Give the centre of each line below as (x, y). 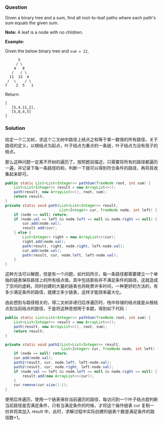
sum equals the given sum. (32, 23)
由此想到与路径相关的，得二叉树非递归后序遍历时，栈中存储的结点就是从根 (79, 302)
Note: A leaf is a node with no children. (44, 32)
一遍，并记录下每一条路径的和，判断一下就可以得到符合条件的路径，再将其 (79, 168)
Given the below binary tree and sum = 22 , (47, 51)
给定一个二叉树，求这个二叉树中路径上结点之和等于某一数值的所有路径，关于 (81, 139)
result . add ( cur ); (40, 228)
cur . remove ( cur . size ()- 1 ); (41, 385)
